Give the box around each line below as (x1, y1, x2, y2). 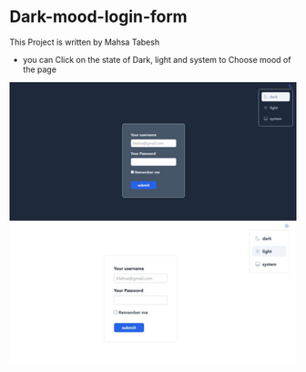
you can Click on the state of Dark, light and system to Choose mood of (22, 54, 291, 65)
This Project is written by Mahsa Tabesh (9, 36, 160, 47)
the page (22, 64, 57, 75)
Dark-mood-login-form (9, 6, 189, 27)
